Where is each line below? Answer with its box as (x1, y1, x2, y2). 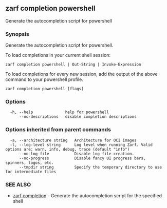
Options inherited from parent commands (5, 126, 112, 133)
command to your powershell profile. (5, 76, 83, 82)
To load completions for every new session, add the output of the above (5, 71, 158, 77)
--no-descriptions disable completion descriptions (18, 114, 137, 119)
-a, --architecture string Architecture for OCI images (10, 138, 137, 143)
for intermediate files (5, 169, 57, 174)
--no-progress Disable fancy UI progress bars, (18, 156, 146, 161)
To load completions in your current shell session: (5, 52, 111, 58)
